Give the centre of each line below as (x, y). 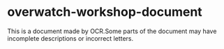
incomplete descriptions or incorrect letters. (70, 38)
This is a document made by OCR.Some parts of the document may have (112, 31)
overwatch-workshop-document (105, 12)
